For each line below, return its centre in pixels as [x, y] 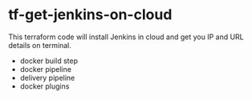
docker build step [49, 61]
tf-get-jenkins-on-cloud [90, 15]
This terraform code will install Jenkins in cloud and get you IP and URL [126, 37]
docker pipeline [46, 69]
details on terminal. [40, 45]
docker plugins [45, 86]
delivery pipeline [47, 77]
